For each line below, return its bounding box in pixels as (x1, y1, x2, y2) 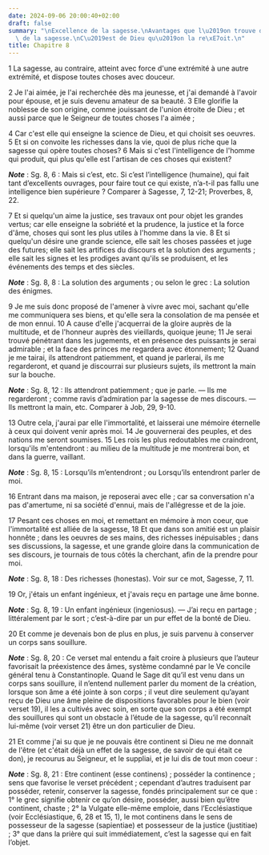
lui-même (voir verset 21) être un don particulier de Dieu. (8, 721, 195, 731)
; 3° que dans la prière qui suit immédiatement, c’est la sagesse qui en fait (8, 829, 252, 839)
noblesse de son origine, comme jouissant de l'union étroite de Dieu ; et (8, 105, 246, 115)
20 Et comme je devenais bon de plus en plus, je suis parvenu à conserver (8, 629, 254, 638)
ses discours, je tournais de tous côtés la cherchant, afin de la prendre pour (8, 550, 259, 560)
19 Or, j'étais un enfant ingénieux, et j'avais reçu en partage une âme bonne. (8, 590, 259, 599)
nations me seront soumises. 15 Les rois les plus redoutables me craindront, (8, 435, 259, 445)
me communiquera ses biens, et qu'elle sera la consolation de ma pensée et (8, 310, 259, 320)
